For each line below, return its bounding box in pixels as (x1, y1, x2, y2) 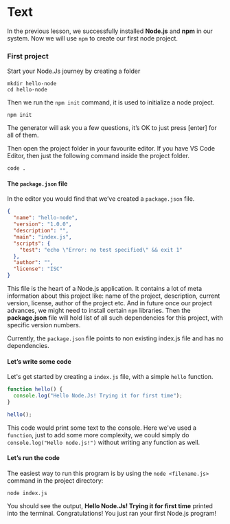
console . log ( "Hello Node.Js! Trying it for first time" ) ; (13, 393, 183, 400)
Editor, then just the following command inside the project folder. (7, 152, 190, 160)
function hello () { (7, 386, 63, 393)
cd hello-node (7, 87, 48, 94)
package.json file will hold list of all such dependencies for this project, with (7, 314, 223, 322)
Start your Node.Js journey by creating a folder (7, 67, 141, 76)
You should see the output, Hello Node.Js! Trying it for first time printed (7, 501, 213, 510)
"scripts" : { (13, 240, 51, 247)
